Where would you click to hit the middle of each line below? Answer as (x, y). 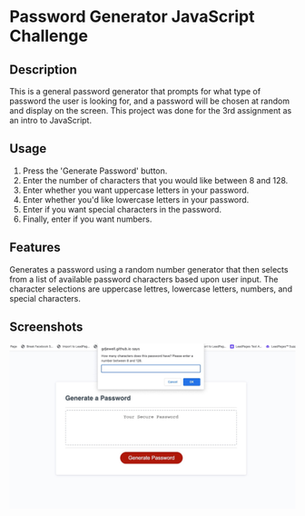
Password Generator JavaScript (133, 17)
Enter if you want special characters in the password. (122, 209)
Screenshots (46, 327)
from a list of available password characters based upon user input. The (144, 279)
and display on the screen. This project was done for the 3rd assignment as (151, 110)
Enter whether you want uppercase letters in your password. (136, 190)
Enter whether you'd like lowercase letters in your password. (136, 199)
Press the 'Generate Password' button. (95, 171)
